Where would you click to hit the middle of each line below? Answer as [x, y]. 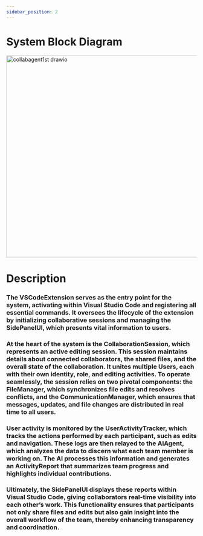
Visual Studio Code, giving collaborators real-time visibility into [101, 497]
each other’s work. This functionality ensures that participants [100, 505]
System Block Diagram [64, 41]
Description [36, 278]
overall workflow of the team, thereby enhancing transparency [100, 520]
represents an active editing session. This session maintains [97, 351]
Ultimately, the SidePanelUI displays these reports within [92, 489]
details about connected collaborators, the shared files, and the [101, 359]
